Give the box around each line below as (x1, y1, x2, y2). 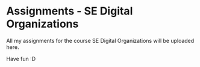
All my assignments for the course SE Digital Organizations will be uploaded (6, 37, 195, 44)
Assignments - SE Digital (6, 4, 133, 18)
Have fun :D (6, 55, 36, 62)
